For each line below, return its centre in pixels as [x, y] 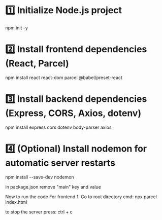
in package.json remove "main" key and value [53, 187]
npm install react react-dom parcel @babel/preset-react [64, 78]
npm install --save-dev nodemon [40, 177]
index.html [16, 202]
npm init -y [17, 28]
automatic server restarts [60, 163]
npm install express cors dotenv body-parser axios [58, 127]
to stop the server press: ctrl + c [39, 212]
